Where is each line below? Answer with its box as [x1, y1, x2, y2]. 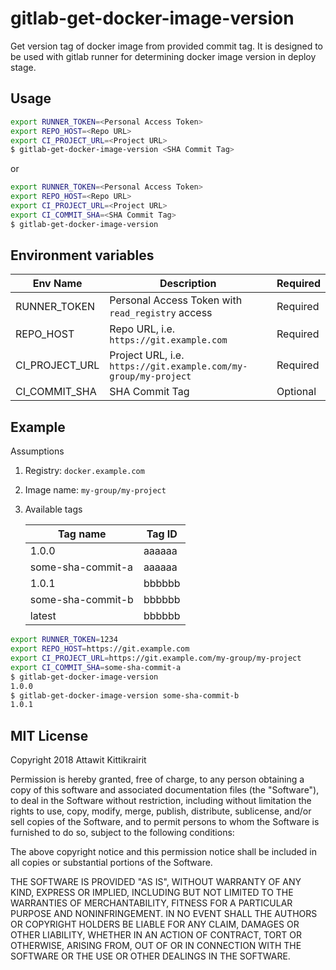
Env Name [32, 277, 83, 291]
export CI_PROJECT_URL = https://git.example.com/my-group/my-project [10, 653, 302, 663]
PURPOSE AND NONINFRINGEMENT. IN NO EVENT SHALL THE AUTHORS [10, 908, 318, 920]
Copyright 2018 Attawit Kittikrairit [10, 754, 147, 766]
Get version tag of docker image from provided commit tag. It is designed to [10, 40, 324, 52]
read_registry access [109, 306, 213, 320]
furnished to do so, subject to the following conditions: [10, 827, 235, 839]
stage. [10, 61, 37, 73]
